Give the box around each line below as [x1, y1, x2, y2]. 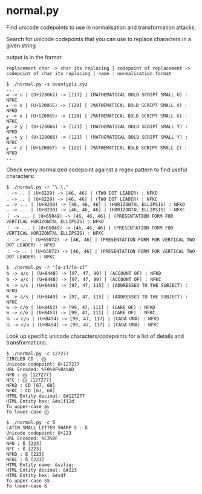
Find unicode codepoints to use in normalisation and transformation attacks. [6, 24, 197, 31]
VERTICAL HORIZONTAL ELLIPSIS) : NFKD [6, 219, 104, 225]
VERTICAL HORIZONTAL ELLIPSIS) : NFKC [6, 230, 104, 236]
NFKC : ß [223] [6, 456, 45, 463]
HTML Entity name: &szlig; [6, 461, 74, 468]
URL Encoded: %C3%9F [6, 435, 59, 441]
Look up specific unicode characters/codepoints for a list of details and [6, 332, 184, 340]
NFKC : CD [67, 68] [6, 387, 56, 394]
